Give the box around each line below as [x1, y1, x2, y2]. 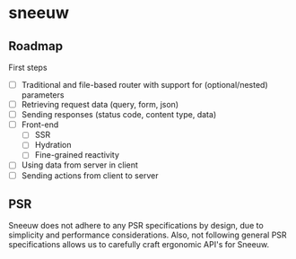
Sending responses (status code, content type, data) [21, 109, 217, 120]
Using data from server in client [21, 160, 138, 170]
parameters [21, 90, 65, 100]
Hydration [34, 140, 72, 151]
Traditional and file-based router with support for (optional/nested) [21, 80, 268, 90]
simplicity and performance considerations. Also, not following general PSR [8, 229, 288, 240]
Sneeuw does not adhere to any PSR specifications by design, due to [8, 220, 264, 231]
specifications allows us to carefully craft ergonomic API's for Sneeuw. [8, 239, 270, 250]
